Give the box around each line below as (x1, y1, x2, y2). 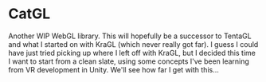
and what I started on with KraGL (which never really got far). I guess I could (8, 39, 259, 49)
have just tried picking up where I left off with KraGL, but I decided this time (8, 48, 256, 57)
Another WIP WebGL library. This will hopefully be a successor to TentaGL (8, 31, 252, 41)
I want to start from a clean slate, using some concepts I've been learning (8, 57, 249, 66)
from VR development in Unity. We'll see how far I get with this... (8, 64, 219, 74)
